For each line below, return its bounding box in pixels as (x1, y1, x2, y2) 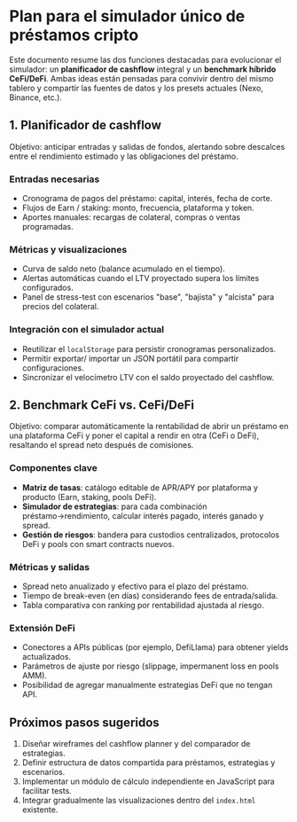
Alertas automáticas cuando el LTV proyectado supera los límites (21, 273, 260, 284)
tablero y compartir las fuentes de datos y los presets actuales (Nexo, (9, 82, 264, 93)
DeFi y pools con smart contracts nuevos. (21, 538, 175, 549)
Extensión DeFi (9, 622, 75, 634)
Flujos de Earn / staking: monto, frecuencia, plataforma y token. (21, 202, 254, 214)
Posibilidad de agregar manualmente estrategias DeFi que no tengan (21, 680, 273, 691)
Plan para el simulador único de (9, 6, 246, 27)
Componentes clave (9, 462, 98, 474)
